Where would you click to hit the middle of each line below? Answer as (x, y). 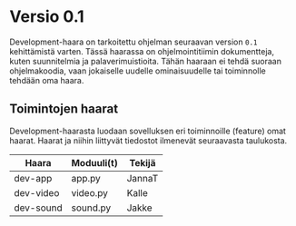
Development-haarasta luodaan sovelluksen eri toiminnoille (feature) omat (148, 131)
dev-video (37, 192)
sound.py (91, 208)
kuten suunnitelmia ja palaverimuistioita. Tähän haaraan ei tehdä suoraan (145, 61)
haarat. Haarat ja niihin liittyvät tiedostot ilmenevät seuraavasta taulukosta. (148, 140)
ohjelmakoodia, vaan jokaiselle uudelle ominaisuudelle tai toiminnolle (138, 71)
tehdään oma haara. (47, 80)
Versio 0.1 (47, 17)
